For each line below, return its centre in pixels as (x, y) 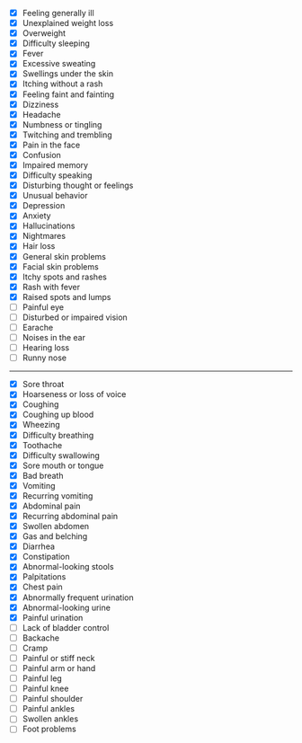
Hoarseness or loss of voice (74, 394)
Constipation (46, 557)
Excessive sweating (59, 64)
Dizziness (40, 104)
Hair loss (39, 246)
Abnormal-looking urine (66, 607)
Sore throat (43, 385)
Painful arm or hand (59, 668)
